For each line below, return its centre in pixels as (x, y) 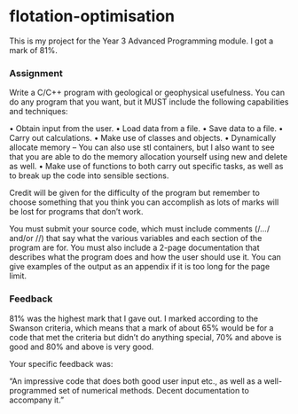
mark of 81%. (33, 50)
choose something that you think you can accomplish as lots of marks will (144, 202)
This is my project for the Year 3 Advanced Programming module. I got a (141, 41)
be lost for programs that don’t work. (76, 212)
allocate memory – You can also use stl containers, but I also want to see (142, 147)
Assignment (36, 73)
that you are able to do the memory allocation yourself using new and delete (149, 157)
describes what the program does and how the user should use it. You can (145, 257)
